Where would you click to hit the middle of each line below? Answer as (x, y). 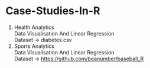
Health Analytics (34, 27)
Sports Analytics (34, 46)
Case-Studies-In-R (53, 11)
